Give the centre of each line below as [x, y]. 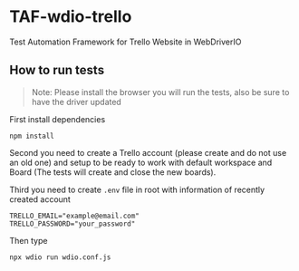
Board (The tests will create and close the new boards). [113, 172]
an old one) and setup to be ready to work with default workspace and [141, 162]
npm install [32, 136]
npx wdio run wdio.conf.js [60, 257]
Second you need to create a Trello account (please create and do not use [148, 152]
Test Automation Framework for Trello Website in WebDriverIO [125, 42]
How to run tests [57, 70]
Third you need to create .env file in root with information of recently [137, 189]
